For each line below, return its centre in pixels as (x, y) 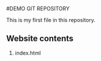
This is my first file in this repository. (51, 20)
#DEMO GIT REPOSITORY (38, 9)
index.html (28, 53)
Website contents (40, 39)
